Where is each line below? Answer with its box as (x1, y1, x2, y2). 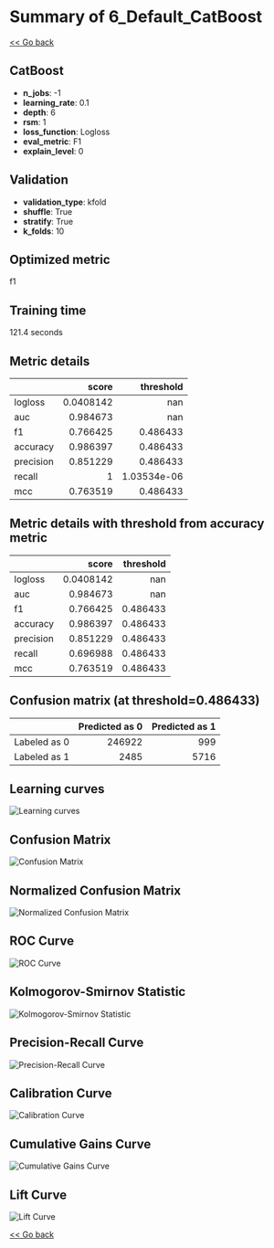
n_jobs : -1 (22, 87, 61, 98)
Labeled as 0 (14, 735, 70, 748)
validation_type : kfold (22, 196, 107, 207)
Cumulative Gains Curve (9, 1136, 152, 1152)
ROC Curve (9, 934, 75, 949)
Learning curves (9, 781, 105, 797)
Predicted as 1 (151, 720, 216, 733)
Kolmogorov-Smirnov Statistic (9, 984, 186, 999)
